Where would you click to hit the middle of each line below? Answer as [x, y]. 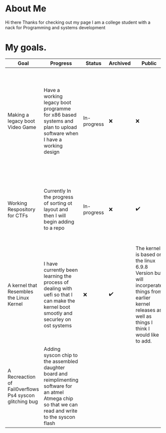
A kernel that [22, 285]
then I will [55, 216]
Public [149, 63]
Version [145, 273]
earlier [143, 298]
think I [143, 328]
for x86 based [60, 115]
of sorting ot [58, 203]
